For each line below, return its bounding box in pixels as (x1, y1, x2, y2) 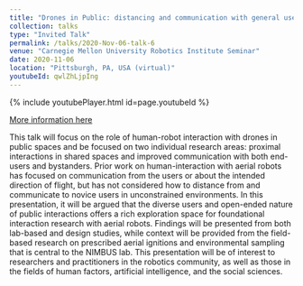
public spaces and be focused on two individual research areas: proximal (9, 141, 281, 152)
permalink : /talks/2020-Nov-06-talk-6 (9, 38, 155, 48)
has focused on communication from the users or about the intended (9, 170, 266, 180)
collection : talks (9, 22, 78, 31)
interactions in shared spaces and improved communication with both (9, 151, 269, 161)
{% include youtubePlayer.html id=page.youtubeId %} (9, 97, 210, 107)
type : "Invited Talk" (9, 30, 91, 39)
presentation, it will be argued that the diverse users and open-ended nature (9, 198, 293, 209)
